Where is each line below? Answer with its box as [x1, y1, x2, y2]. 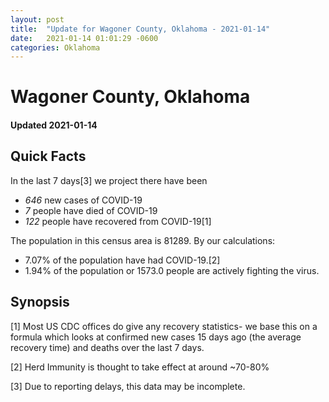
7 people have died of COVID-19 [24, 204, 158, 216]
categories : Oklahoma [10, 42, 101, 53]
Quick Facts [10, 148, 87, 165]
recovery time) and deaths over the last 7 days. [10, 341, 205, 353]
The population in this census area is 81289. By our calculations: [10, 234, 276, 246]
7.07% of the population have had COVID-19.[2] [24, 254, 221, 266]
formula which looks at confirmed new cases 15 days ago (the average [10, 331, 302, 343]
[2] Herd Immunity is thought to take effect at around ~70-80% [10, 361, 270, 373]
